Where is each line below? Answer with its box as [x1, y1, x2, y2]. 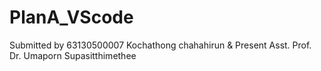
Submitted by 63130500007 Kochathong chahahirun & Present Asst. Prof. [9, 39, 312, 51]
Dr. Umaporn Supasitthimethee [9, 49, 137, 61]
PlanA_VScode [9, 6, 134, 29]
